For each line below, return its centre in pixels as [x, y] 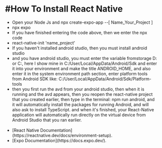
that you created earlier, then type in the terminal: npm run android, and [83, 99]
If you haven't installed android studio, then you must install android [80, 48]
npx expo [21, 27]
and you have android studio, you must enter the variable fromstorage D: [84, 58]
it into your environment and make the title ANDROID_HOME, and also [81, 68]
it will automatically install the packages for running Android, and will [80, 104]
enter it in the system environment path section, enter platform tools [80, 74]
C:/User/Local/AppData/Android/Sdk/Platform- [105, 79]
